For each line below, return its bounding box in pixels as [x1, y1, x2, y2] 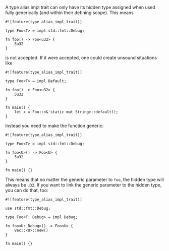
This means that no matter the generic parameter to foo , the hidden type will [5, 176, 164, 182]
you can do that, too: [5, 187, 48, 193]
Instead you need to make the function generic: [5, 123, 104, 129]
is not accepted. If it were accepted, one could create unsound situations [5, 55, 157, 60]
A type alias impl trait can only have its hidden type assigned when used [5, 5, 155, 10]
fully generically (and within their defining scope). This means [5, 10, 134, 16]
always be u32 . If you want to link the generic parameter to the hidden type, [5, 182, 162, 188]
